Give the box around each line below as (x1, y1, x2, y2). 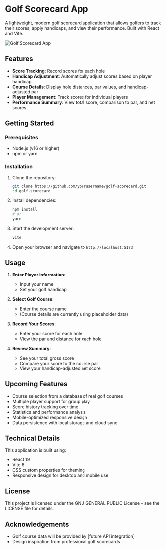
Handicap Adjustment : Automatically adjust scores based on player (12, 73, 152, 79)
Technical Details (5, 434, 60, 442)
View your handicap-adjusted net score (19, 366, 101, 371)
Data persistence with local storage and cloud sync (12, 419, 118, 426)
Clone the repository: (12, 174, 56, 180)
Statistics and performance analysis (12, 409, 86, 415)
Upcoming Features (5, 380, 68, 388)
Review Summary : (12, 345, 51, 351)
